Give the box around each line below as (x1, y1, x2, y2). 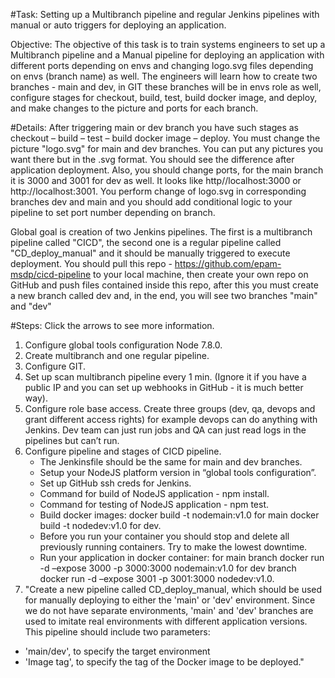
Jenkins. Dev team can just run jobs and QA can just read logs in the (24, 424, 307, 436)
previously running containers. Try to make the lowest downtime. (39, 541, 308, 553)
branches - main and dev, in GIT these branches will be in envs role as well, (10, 81, 322, 93)
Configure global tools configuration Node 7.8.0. (24, 339, 223, 351)
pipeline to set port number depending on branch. (10, 207, 216, 218)
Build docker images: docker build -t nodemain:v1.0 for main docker (39, 509, 320, 521)
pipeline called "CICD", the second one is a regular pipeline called (10, 237, 282, 248)
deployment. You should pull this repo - (10, 258, 173, 269)
